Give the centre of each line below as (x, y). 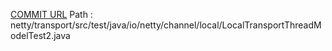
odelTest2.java (40, 35)
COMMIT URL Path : (51, 14)
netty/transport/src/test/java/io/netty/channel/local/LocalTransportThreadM (166, 25)
